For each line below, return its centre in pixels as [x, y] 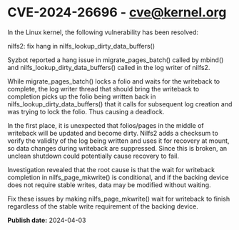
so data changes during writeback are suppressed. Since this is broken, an [117, 148]
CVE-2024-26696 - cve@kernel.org [117, 12]
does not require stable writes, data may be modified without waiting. [110, 185]
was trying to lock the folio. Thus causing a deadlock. [86, 111]
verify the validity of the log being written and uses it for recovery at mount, [118, 141]
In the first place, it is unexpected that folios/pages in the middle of [106, 125]
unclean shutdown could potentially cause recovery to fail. [93, 156]
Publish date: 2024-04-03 [47, 220]
